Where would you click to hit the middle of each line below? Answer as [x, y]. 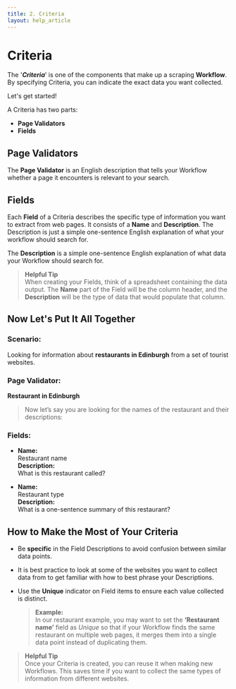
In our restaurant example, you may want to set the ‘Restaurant [127, 620]
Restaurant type [41, 495]
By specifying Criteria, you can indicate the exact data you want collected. [115, 83]
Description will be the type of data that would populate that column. [125, 297]
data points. [35, 556]
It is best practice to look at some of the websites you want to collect [117, 570]
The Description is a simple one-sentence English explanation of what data [117, 253]
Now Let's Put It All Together [72, 319]
